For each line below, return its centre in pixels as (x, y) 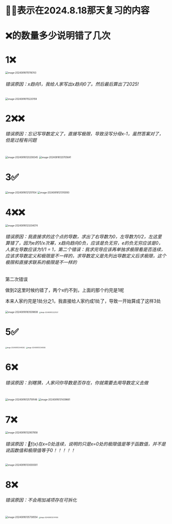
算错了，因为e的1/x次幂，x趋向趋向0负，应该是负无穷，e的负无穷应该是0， (84, 243)
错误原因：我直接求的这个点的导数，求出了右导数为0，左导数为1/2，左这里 (84, 237)
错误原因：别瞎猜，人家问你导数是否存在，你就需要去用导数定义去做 (77, 382)
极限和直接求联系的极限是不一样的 (41, 263)
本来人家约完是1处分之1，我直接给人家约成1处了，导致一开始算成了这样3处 (83, 301)
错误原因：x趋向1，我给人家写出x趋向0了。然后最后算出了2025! (72, 84)
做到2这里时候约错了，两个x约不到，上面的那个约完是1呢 (65, 290)
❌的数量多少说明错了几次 (58, 36)
